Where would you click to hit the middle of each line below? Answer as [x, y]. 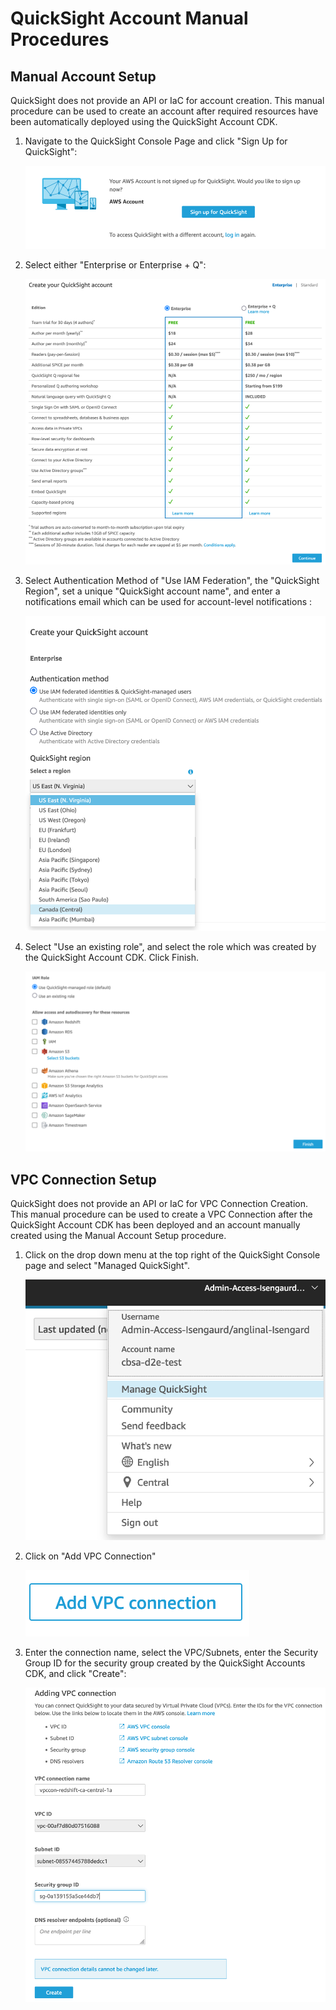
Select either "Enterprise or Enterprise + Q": [115, 265]
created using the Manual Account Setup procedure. [118, 1236]
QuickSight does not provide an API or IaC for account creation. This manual [167, 100]
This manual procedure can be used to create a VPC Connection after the [161, 1214]
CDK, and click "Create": [75, 1674]
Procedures [60, 39]
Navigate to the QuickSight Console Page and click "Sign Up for [156, 141]
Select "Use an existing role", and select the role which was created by [170, 946]
